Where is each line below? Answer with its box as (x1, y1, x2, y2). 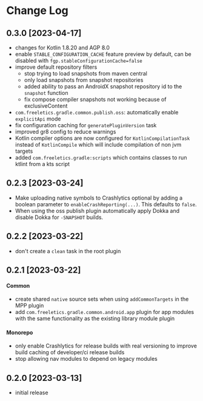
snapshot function (24, 89, 68, 96)
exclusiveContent (24, 102, 68, 110)
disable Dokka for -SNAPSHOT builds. (15, 214, 104, 221)
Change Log (6, 4, 68, 18)
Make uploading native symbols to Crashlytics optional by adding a (15, 194, 183, 201)
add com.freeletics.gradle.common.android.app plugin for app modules (15, 309, 195, 316)
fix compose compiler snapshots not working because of (24, 96, 167, 103)
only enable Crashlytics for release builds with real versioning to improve (15, 342, 197, 350)
